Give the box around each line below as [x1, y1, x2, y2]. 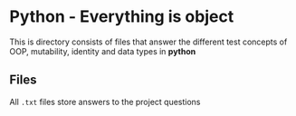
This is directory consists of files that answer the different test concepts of [9, 36, 288, 47]
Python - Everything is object [9, 6, 234, 27]
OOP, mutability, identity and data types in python [9, 45, 196, 56]
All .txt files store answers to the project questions [9, 96, 201, 107]
